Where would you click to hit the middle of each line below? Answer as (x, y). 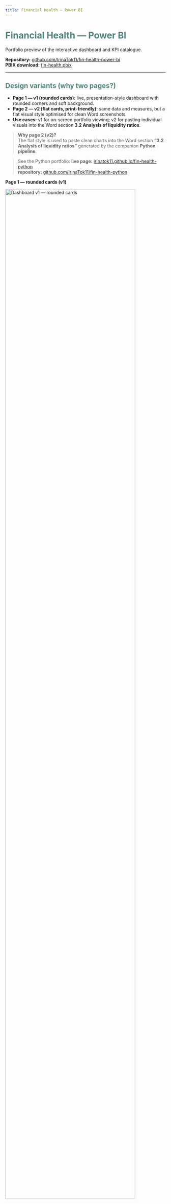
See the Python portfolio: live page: (55, 161)
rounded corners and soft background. (53, 103)
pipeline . (27, 151)
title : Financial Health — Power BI (44, 10)
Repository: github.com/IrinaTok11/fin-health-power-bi (63, 59)
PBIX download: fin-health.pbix (39, 65)
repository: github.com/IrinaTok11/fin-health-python (73, 172)
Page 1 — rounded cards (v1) (36, 182)
